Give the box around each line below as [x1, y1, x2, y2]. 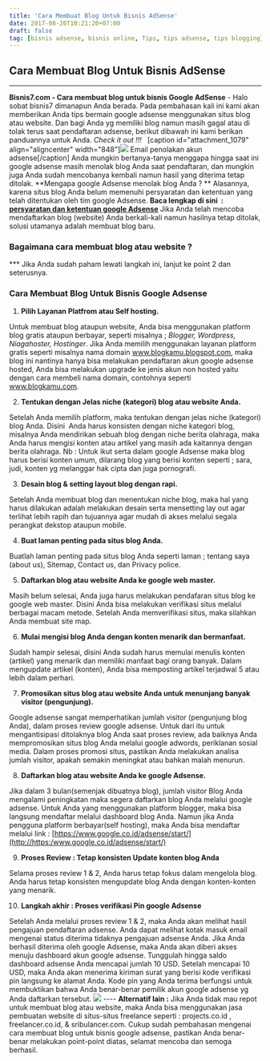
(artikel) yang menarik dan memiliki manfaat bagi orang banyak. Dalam [9, 656, 243, 665]
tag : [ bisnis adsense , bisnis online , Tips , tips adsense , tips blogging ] [9, 34, 264, 42]
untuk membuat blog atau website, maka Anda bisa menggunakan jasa [9, 1003, 243, 1012]
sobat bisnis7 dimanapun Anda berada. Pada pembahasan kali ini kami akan [9, 101, 260, 111]
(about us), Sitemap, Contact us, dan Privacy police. [9, 559, 181, 569]
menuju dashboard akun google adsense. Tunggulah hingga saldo [9, 950, 228, 960]
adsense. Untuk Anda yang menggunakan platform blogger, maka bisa [9, 803, 242, 813]
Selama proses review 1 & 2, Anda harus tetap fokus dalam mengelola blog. [9, 868, 257, 877]
